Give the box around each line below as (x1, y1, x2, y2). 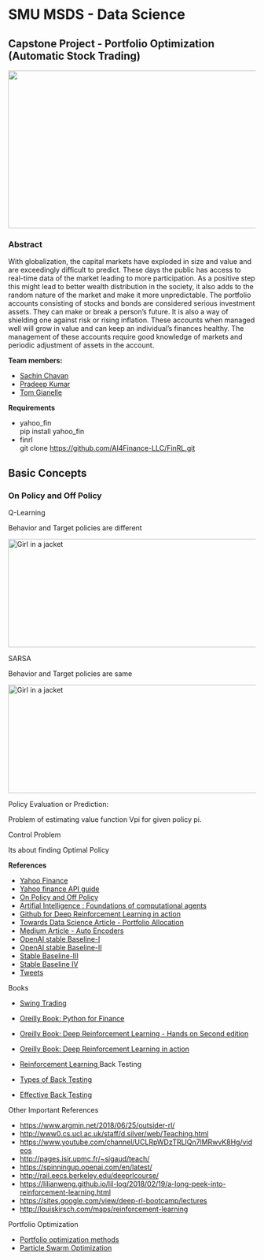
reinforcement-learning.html (19, 1188, 112, 1197)
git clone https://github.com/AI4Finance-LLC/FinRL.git (19, 444, 196, 453)
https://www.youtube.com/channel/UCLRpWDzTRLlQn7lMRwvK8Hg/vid (19, 1137, 253, 1147)
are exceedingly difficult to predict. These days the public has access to (8, 266, 241, 275)
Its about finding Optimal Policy (8, 845, 110, 854)
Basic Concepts (8, 466, 87, 480)
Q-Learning (8, 507, 46, 517)
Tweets (19, 968, 44, 977)
